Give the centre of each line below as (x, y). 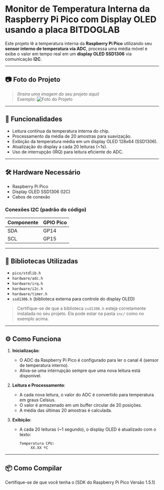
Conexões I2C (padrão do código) (46, 210)
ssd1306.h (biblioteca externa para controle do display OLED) (73, 299)
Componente (23, 222)
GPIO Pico (55, 222)
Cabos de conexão (31, 197)
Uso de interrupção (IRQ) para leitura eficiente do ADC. (68, 152)
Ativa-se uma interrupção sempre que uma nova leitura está (80, 370)
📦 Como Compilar (34, 468)
